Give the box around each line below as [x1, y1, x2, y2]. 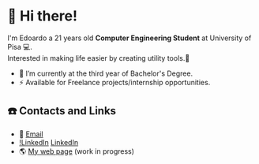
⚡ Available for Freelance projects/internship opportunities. [18, 77, 211, 87]
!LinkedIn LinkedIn [18, 137, 79, 147]
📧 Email [18, 129, 44, 139]
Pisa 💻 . [7, 42, 32, 51]
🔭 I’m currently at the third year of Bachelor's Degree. [18, 69, 193, 78]
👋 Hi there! [7, 7, 78, 25]
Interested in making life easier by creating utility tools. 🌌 [7, 53, 190, 62]
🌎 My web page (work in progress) [18, 146, 135, 156]
